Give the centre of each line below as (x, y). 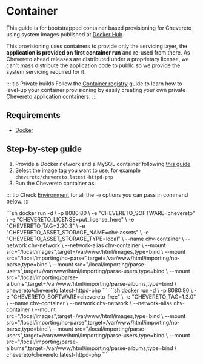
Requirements (33, 115)
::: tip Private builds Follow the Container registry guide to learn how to (94, 84)
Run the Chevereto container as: (55, 183)
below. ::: (18, 201)
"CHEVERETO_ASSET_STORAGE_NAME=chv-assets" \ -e (78, 232)
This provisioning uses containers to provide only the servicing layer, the (97, 46)
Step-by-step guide (44, 149)
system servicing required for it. (46, 71)
